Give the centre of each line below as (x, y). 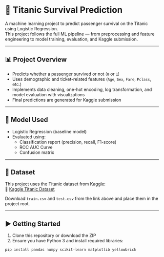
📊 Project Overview (36, 60)
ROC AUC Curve (36, 147)
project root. (18, 204)
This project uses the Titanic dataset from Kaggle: (55, 184)
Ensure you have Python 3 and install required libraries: (68, 241)
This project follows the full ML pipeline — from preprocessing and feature (80, 34)
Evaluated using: (29, 137)
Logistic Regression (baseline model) (49, 131)
